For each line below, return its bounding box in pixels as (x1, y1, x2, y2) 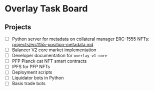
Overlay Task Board (4, 3, 88, 14)
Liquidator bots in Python (11, 75, 64, 81)
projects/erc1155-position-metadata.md (11, 42, 93, 48)
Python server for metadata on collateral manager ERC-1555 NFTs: (11, 36, 149, 42)
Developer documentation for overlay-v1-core (11, 53, 108, 59)
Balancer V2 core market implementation (11, 47, 96, 53)
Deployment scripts (11, 69, 52, 75)
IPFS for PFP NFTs (11, 64, 50, 70)
